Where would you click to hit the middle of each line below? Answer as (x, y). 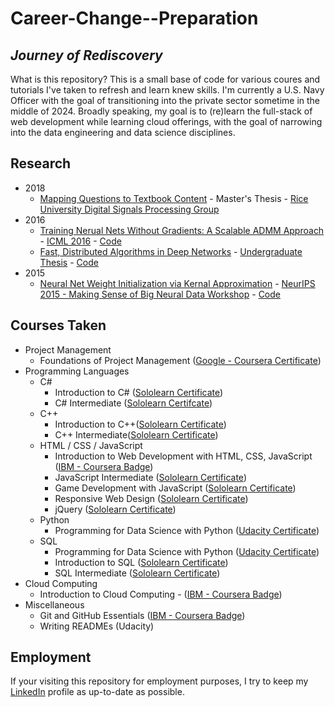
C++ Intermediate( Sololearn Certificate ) (136, 434)
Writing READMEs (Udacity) (97, 626)
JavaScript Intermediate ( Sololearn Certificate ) (150, 477)
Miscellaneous (54, 604)
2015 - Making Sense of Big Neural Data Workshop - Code (160, 294)
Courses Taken (58, 325)
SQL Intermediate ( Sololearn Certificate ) (137, 573)
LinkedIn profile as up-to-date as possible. (97, 692)
